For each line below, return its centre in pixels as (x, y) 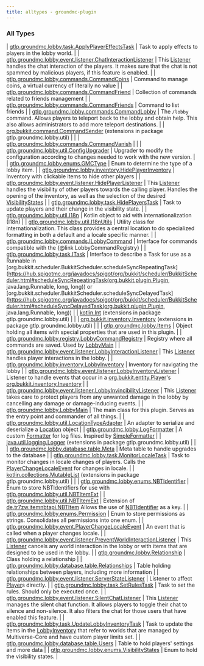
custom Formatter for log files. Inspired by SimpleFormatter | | (84, 436)
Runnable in (21, 261)
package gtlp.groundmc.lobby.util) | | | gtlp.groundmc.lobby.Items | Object (100, 325)
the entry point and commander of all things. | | (65, 416)
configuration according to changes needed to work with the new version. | (101, 157)
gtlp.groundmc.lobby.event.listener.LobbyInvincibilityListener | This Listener (101, 390)
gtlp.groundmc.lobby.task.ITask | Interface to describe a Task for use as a (99, 254)
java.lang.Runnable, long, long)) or (49, 286)
